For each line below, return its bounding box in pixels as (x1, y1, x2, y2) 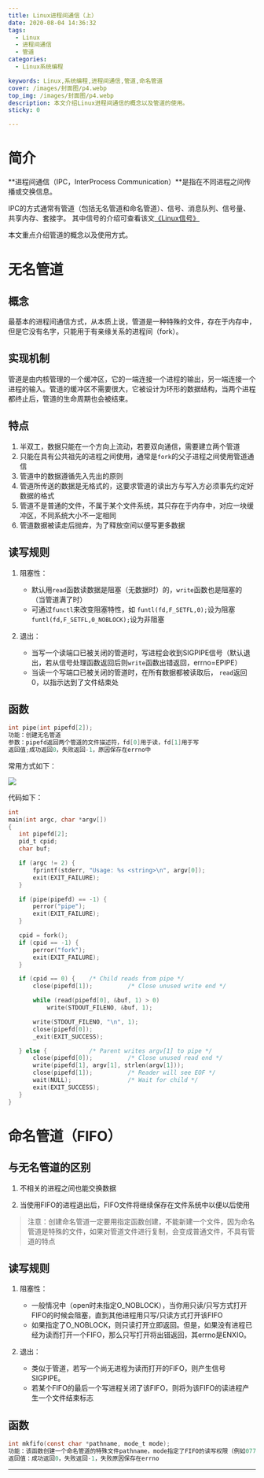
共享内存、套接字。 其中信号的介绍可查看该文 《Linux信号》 (8, 213, 200, 223)
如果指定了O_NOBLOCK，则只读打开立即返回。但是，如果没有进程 (31, 1321, 246, 1330)
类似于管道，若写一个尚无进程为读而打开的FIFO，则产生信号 (31, 1364, 226, 1373)
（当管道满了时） (31, 595, 87, 604)
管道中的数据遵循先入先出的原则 (19, 471, 123, 480)
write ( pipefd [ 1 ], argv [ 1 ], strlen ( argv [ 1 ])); (32, 1061, 185, 1069)
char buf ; (18, 845, 51, 853)
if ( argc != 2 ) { (18, 859, 76, 867)
